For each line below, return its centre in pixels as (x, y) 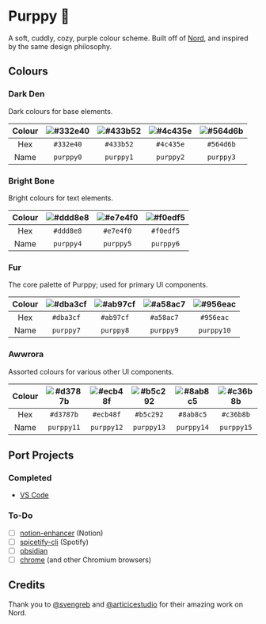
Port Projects (41, 455)
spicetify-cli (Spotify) (54, 542)
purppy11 (64, 427)
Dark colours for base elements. (61, 111)
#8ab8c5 (192, 414)
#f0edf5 (166, 230)
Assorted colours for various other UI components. (91, 371)
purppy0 (68, 157)
